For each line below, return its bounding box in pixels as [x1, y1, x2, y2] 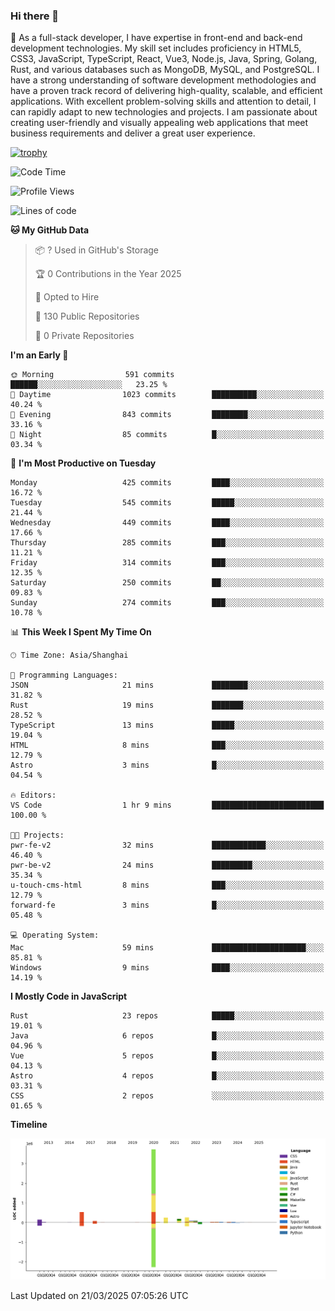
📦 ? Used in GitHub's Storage [34, 244, 160, 256]
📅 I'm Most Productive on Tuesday [10, 457, 157, 469]
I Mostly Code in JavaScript [10, 990, 128, 1003]
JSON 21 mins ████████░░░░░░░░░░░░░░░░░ [10, 680, 325, 691]
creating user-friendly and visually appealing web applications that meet [10, 117, 309, 129]
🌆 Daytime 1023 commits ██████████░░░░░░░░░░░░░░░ [10, 390, 325, 400]
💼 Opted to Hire [34, 291, 100, 303]
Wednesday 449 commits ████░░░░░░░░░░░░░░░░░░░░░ [10, 518, 325, 528]
